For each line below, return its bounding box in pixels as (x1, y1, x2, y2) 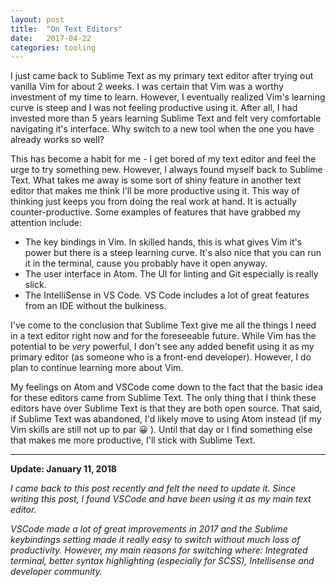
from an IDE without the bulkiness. (24, 300, 167, 312)
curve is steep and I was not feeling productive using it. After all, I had (10, 102, 298, 114)
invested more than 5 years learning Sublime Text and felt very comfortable (10, 112, 322, 125)
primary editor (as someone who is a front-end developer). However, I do (10, 351, 312, 363)
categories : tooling (10, 42, 97, 53)
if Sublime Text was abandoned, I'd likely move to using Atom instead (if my (10, 413, 322, 425)
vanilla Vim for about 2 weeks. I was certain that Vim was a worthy (10, 81, 284, 93)
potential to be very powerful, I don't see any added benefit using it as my (10, 341, 315, 353)
